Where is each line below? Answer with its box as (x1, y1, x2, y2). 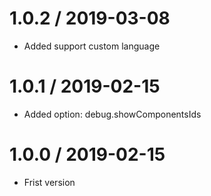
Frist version (23, 176, 76, 188)
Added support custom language (23, 40, 161, 52)
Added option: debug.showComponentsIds (23, 108, 202, 120)
